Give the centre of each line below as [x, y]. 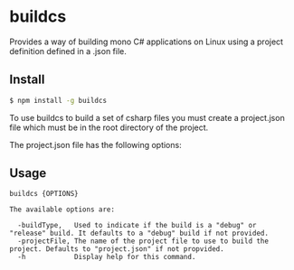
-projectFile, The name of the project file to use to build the [143, 241]
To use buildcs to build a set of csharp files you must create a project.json [147, 117]
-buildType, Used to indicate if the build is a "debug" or [137, 226]
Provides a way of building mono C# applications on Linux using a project [146, 42]
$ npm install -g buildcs [58, 100]
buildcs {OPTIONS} [44, 194]
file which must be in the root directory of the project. [109, 127]
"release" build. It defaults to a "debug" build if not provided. [139, 233]
